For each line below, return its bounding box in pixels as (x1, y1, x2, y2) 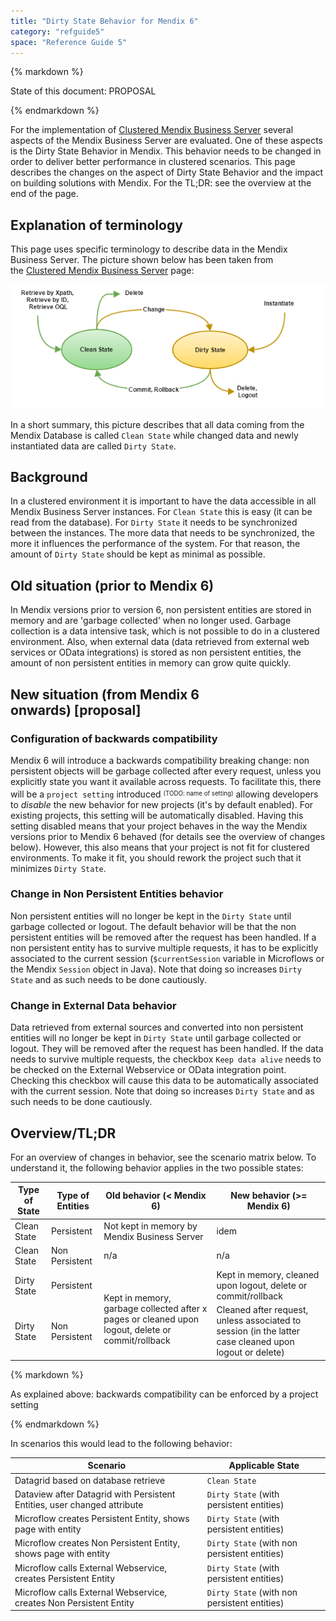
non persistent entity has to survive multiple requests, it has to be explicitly (10, 941, 319, 954)
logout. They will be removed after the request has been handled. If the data (10, 1043, 324, 1055)
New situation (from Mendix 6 (10, 686, 200, 703)
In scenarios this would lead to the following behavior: (10, 1437, 233, 1449)
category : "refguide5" (10, 26, 105, 37)
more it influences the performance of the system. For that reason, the (10, 538, 301, 550)
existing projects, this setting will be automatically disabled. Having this (10, 809, 304, 821)
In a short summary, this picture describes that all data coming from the (10, 418, 305, 430)
